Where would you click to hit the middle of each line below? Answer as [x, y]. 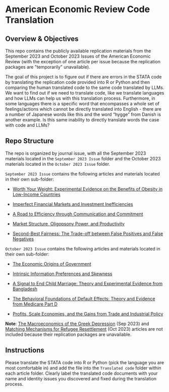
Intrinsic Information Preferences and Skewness [62, 274]
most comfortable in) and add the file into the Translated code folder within [83, 368]
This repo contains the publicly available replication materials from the [78, 51]
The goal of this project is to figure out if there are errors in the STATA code [83, 77]
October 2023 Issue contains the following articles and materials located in [83, 248]
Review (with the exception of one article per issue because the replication [83, 61]
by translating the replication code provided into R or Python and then [78, 82]
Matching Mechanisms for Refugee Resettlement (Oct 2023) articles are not [84, 329]
